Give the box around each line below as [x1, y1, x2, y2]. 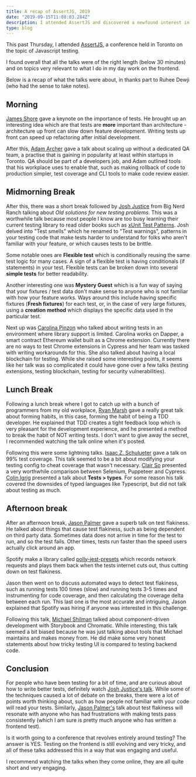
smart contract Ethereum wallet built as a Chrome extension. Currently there [6, 336, 190, 343]
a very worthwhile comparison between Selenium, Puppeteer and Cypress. [6, 468, 187, 475]
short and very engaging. [6, 764, 67, 772]
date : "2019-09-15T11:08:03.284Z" [6, 14, 91, 20]
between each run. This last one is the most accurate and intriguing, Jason [6, 598, 187, 605]
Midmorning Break [6, 187, 75, 197]
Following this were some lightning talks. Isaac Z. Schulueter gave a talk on [6, 449, 187, 456]
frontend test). [6, 723, 41, 730]
